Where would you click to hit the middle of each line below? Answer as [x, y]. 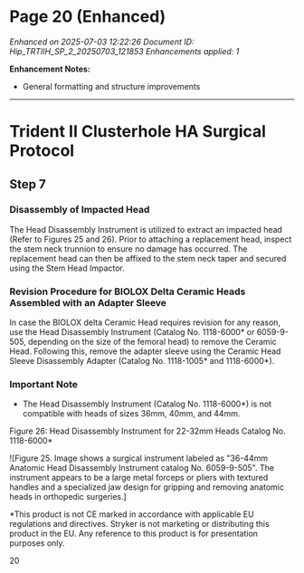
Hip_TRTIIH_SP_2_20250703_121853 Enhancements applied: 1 [124, 51]
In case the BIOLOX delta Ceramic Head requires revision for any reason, [145, 322]
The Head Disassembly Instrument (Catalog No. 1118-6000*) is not [147, 404]
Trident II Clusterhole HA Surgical [138, 132]
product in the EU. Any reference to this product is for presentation [134, 534]
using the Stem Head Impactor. [67, 268]
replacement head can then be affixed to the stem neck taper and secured [148, 258]
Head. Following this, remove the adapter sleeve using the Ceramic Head [145, 351]
